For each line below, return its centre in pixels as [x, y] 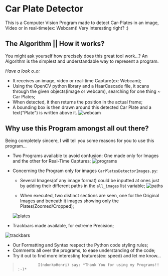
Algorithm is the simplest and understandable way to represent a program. [82, 61]
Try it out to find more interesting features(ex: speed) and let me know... [87, 255]
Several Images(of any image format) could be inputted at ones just [90, 180]
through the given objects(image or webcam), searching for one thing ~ [87, 91]
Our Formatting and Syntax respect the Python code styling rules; [80, 245]
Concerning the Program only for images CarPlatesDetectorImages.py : [85, 171]
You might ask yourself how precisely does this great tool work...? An [76, 56]
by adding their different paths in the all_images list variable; [82, 186]
